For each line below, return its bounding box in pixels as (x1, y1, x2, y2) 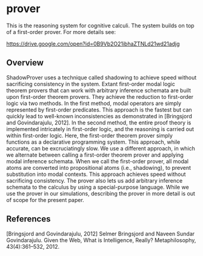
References (6, 214, 51, 224)
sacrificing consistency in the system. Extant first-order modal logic (6, 80, 176, 87)
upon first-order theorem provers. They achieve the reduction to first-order (6, 93, 194, 100)
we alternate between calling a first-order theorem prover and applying (6, 151, 184, 158)
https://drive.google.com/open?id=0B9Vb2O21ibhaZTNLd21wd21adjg (6, 40, 180, 47)
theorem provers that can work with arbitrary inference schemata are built (6, 87, 191, 94)
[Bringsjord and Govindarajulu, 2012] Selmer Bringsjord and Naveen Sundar (6, 230, 195, 237)
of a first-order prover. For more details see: (6, 28, 116, 35)
